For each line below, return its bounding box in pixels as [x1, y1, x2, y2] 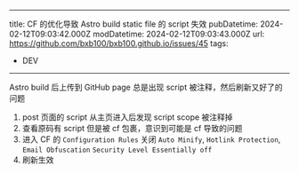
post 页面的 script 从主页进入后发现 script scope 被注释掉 [21, 112, 233, 122]
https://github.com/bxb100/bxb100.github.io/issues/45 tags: [9, 38, 229, 49]
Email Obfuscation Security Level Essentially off [21, 145, 213, 154]
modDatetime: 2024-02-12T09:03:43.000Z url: [93, 28, 265, 39]
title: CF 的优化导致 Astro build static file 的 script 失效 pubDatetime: [9, 19, 259, 29]
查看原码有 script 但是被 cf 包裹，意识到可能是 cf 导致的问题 [21, 123, 243, 133]
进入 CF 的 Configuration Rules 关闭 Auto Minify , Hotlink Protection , [21, 134, 281, 145]
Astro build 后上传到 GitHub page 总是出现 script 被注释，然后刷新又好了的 [9, 82, 283, 92]
